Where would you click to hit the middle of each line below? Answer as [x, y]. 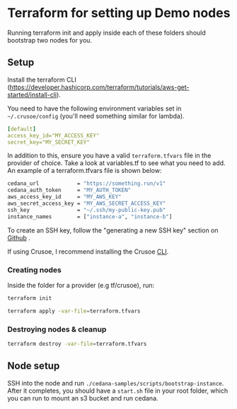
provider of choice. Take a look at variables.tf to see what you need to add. [116, 163]
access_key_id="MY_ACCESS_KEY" [53, 135]
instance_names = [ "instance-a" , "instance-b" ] [90, 217]
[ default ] [22, 129]
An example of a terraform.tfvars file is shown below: [85, 171]
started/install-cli [32, 94]
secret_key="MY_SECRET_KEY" [49, 142]
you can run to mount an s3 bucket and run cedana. [83, 398]
